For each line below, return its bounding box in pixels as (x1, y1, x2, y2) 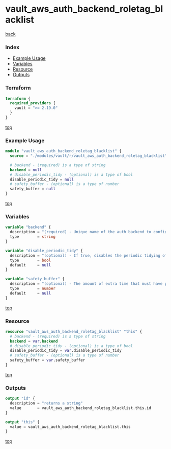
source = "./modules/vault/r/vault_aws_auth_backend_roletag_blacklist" (10, 153, 167, 159)
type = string (10, 234, 56, 239)
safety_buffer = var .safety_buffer (10, 357, 85, 363)
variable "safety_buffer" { (5, 277, 65, 282)
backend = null (10, 167, 42, 172)
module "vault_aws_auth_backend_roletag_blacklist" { (5, 149, 122, 154)
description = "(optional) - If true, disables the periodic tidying (10, 253, 160, 258)
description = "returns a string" (10, 401, 83, 406)
